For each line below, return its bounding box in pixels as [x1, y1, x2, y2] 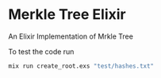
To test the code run [8, 46, 75, 56]
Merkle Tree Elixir [8, 6, 126, 24]
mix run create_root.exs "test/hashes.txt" [8, 61, 155, 70]
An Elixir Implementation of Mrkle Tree [8, 32, 133, 41]
